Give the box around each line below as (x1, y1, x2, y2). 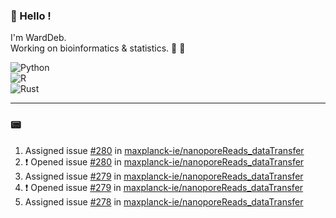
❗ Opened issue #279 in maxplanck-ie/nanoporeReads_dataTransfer (24, 181, 304, 193)
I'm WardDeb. (10, 32, 67, 44)
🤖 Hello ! (10, 9, 52, 23)
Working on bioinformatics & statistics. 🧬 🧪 (10, 42, 186, 54)
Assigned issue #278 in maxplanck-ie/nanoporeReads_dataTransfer (24, 195, 304, 208)
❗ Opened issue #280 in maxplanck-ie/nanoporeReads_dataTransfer (24, 155, 305, 168)
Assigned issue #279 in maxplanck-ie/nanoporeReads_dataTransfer (24, 170, 304, 182)
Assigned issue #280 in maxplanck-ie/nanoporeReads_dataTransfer (24, 144, 305, 156)
